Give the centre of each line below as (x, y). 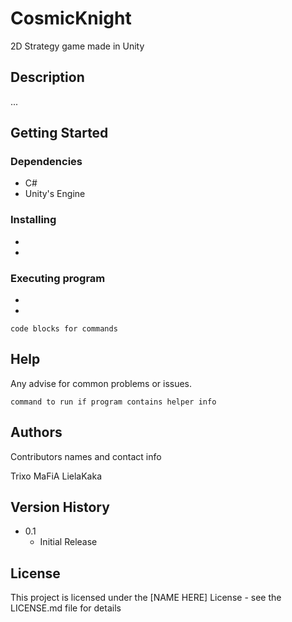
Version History (60, 507)
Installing (33, 220)
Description (47, 77)
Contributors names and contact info (86, 456)
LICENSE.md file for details (66, 608)
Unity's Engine (55, 194)
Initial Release (68, 542)
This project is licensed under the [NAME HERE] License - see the (146, 598)
